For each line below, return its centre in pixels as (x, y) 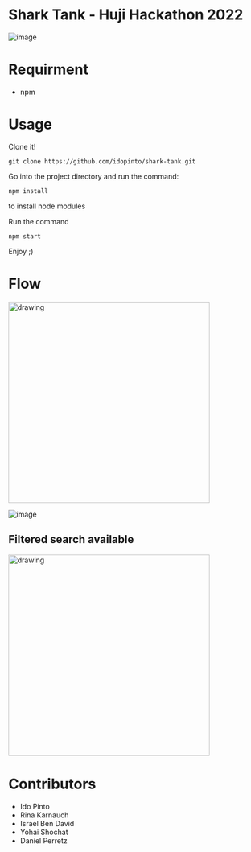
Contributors (52, 784)
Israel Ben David (47, 823)
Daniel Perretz (43, 840)
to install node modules (47, 206)
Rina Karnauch (44, 815)
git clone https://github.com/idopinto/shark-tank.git (102, 161)
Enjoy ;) (21, 251)
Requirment (48, 70)
